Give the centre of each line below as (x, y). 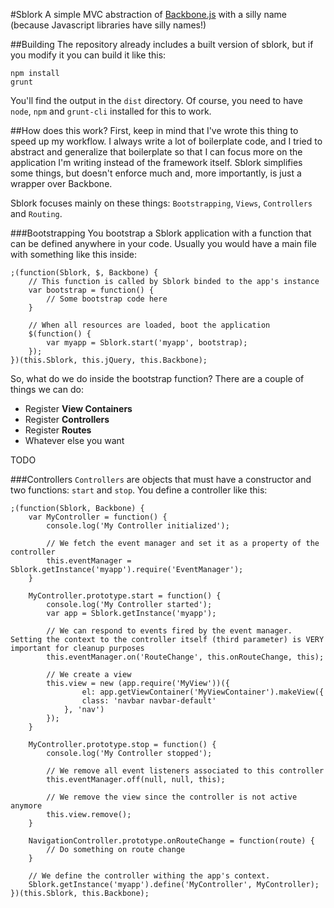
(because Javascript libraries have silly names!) (108, 25)
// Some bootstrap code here (107, 299)
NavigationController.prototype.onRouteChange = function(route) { (171, 841)
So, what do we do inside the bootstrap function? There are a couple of (157, 378)
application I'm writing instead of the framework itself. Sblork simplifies (156, 162)
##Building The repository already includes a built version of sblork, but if (162, 44)
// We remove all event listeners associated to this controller (185, 771)
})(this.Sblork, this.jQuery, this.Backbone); (109, 360)
